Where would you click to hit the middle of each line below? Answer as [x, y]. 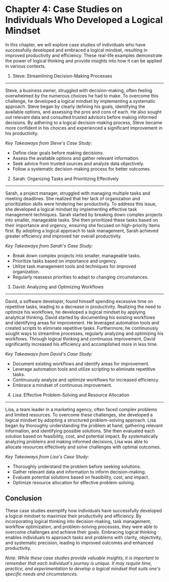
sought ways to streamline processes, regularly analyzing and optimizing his [84, 333]
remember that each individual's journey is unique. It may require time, [79, 563]
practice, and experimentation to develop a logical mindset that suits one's [83, 568]
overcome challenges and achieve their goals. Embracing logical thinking [81, 532]
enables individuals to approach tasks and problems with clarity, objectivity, [84, 537]
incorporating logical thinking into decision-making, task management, [78, 521]
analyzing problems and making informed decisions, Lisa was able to [77, 441]
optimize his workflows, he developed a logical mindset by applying [75, 312]
